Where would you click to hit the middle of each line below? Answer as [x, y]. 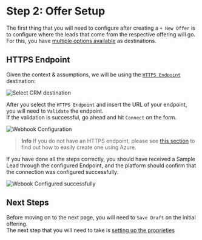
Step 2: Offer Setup [56, 11]
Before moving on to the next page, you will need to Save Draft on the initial [101, 217]
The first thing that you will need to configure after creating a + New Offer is [101, 28]
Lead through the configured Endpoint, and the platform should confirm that [101, 165]
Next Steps [28, 203]
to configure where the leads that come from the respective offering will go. [101, 34]
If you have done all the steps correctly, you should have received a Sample [101, 159]
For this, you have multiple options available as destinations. [81, 41]
